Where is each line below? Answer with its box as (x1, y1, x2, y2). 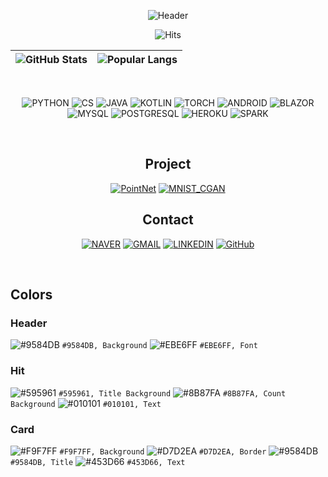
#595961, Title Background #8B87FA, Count (58, 388, 287, 399)
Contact (142, 211, 194, 229)
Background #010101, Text (10, 399, 162, 409)
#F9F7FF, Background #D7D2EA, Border (59, 446, 267, 457)
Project (144, 156, 192, 173)
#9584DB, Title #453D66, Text (10, 457, 186, 467)
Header (10, 316, 48, 330)
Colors (10, 286, 53, 304)
